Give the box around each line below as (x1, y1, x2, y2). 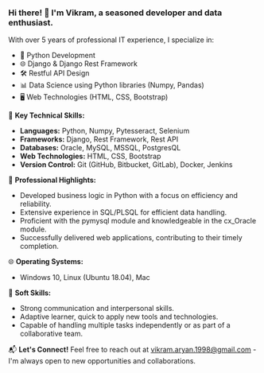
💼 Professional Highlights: (8, 175, 97, 185)
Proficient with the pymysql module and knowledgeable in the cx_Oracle (19, 216, 257, 226)
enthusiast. (8, 17, 54, 28)
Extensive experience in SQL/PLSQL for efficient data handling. (19, 208, 227, 217)
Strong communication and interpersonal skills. (19, 304, 175, 313)
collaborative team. (19, 329, 83, 339)
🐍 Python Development (19, 51, 95, 60)
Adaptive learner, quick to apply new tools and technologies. (19, 312, 219, 321)
